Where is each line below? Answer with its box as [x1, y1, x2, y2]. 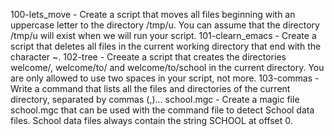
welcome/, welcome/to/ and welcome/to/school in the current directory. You [10, 62, 325, 73]
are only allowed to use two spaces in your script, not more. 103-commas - [10, 72, 320, 84]
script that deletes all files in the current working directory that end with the [10, 40, 322, 52]
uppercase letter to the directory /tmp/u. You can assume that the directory [10, 19, 320, 31]
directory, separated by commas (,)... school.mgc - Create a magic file [10, 94, 300, 105]
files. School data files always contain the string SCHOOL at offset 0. [10, 115, 293, 126]
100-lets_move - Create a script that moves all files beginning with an [10, 9, 296, 20]
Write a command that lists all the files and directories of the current [10, 83, 291, 94]
